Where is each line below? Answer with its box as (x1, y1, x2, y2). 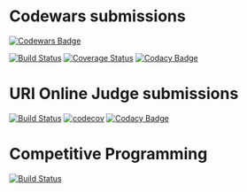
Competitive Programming (9, 144, 208, 165)
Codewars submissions (9, 6, 186, 27)
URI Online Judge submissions (9, 84, 239, 104)
